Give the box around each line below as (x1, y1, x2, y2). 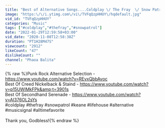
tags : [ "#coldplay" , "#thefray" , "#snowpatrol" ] (5, 26, 102, 30)
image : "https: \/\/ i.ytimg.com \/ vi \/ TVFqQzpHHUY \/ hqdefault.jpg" (5, 12, 141, 17)
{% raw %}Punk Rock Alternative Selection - (5, 71, 95, 77)
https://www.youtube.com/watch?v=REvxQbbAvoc (5, 76, 108, 82)
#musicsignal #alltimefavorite (5, 107, 65, 113)
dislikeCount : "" (5, 52, 41, 58)
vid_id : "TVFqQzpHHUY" (5, 16, 52, 21)
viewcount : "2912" (5, 44, 43, 49)
